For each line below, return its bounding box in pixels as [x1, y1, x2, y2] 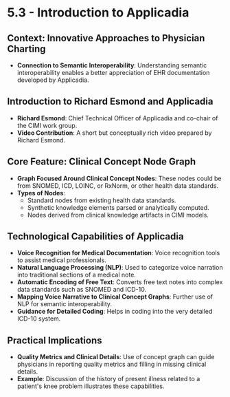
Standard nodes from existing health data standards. [27, 196, 176, 204]
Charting [7, 43, 46, 54]
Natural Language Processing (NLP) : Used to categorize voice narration [16, 264, 223, 272]
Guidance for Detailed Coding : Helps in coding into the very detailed [16, 308, 213, 316]
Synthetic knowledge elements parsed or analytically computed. [27, 203, 209, 211]
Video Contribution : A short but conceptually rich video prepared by [16, 129, 212, 137]
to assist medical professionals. [16, 256, 106, 264]
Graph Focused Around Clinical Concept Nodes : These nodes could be [16, 174, 222, 182]
